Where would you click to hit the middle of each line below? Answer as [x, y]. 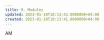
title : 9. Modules [24, 10]
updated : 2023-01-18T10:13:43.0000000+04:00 [52, 14]
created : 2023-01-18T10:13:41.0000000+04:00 [52, 19]
